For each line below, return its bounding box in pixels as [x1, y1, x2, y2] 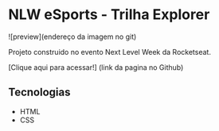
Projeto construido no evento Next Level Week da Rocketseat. [8, 47, 211, 56]
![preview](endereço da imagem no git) [8, 32, 137, 41]
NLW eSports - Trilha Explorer [8, 6, 210, 24]
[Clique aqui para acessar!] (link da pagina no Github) [8, 62, 184, 72]
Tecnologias [8, 86, 71, 99]
